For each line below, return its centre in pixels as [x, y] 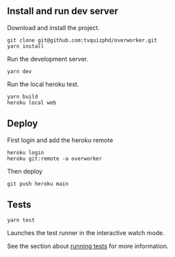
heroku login [26, 152]
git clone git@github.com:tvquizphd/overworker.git [82, 40]
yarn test [21, 220]
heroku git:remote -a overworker [55, 159]
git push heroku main [38, 184]
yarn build [23, 96]
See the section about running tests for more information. [88, 246]
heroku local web [32, 103]
